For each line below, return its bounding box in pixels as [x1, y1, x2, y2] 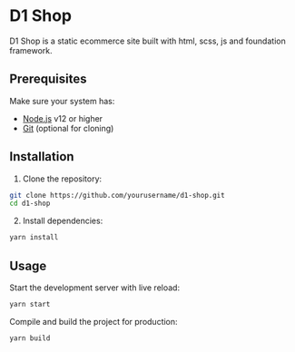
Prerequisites [9, 72, 87, 87]
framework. [9, 44, 53, 55]
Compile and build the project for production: [9, 316, 179, 327]
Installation [9, 149, 74, 164]
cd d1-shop [9, 199, 51, 209]
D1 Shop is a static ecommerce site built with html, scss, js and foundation [9, 35, 286, 46]
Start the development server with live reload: [9, 282, 180, 293]
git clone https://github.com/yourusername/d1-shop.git [9, 191, 225, 200]
